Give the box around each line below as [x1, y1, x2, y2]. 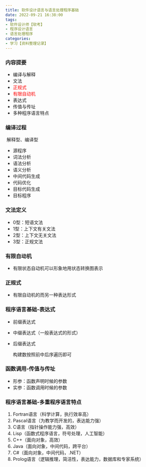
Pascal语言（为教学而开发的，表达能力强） [12, 418, 104, 424]
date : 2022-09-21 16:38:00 [5, 12, 63, 17]
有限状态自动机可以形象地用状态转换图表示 [12, 265, 103, 271]
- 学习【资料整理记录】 [5, 41, 49, 46]
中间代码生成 [12, 173, 40, 180]
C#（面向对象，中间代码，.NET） [12, 450, 84, 456]
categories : [5, 36, 31, 42]
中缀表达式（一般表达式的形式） [12, 329, 81, 336]
